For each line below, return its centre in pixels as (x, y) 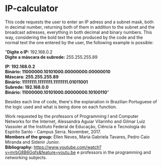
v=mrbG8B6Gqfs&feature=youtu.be (40, 152)
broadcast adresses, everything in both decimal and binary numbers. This (79, 32)
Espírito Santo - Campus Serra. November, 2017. (53, 132)
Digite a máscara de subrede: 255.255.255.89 (51, 57)
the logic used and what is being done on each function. (61, 107)
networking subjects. (26, 157)
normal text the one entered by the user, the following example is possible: (79, 42)
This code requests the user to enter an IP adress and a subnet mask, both (79, 22)
